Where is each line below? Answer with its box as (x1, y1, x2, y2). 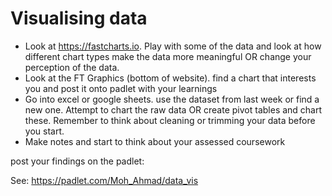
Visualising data (10, 7, 148, 30)
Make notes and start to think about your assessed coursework (24, 135, 286, 147)
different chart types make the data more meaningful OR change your (24, 50, 312, 62)
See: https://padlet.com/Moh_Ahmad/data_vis (10, 174, 199, 186)
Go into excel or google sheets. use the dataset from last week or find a (24, 93, 320, 105)
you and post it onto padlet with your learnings (24, 82, 218, 94)
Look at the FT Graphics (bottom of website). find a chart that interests (24, 72, 317, 84)
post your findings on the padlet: (10, 155, 145, 167)
